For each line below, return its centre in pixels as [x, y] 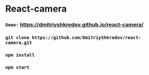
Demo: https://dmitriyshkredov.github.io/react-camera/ [74, 25]
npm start [17, 67]
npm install [20, 55]
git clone [17, 38]
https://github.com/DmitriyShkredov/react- [86, 38]
